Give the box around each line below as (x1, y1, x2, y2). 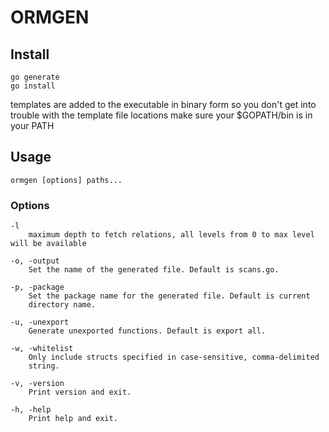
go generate (10, 72, 60, 82)
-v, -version (10, 379, 65, 389)
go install (10, 81, 56, 91)
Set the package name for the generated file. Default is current (28, 291, 311, 301)
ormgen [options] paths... (10, 175, 123, 185)
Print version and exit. (28, 387, 132, 398)
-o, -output (10, 256, 60, 266)
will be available (10, 239, 87, 249)
